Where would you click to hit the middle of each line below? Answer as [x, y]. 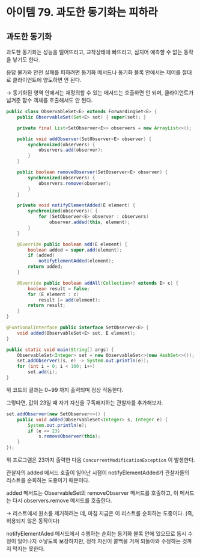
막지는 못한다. [29, 549]
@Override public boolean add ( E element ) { [72, 244]
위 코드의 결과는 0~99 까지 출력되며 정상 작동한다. [65, 389]
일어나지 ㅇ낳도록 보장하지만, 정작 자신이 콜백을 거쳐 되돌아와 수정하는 [99, 541]
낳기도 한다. [26, 60]
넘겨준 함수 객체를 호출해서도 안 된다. [50, 100]
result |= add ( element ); [69, 300]
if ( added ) [41, 256]
